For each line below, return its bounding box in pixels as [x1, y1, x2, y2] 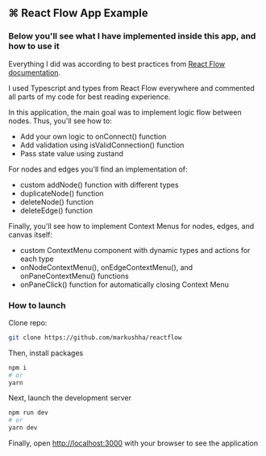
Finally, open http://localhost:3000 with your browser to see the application [8, 438, 259, 448]
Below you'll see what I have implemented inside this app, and [8, 31, 256, 42]
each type [19, 254, 54, 263]
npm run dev [8, 408, 48, 417]
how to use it [8, 40, 60, 52]
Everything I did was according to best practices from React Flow [8, 59, 226, 68]
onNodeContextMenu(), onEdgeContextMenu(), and [19, 262, 193, 272]
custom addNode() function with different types [19, 180, 179, 189]
